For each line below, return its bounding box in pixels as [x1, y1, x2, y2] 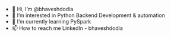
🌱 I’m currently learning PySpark [11, 18, 91, 25]
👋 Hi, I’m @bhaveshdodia [11, 6, 74, 12]
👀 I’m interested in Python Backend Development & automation [11, 12, 165, 19]
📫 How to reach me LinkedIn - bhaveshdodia [11, 25, 123, 32]
